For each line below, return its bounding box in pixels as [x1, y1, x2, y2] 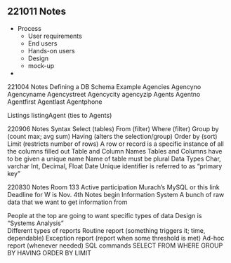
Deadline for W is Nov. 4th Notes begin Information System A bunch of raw [7, 190, 225, 198]
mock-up [27, 61, 55, 69]
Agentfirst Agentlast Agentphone [7, 97, 103, 106]
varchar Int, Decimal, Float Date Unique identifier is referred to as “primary [7, 161, 223, 170]
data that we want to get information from [7, 198, 128, 206]
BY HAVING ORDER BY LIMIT [7, 248, 91, 257]
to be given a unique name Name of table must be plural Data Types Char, [7, 154, 221, 163]
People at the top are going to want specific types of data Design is [7, 211, 202, 220]
